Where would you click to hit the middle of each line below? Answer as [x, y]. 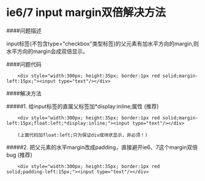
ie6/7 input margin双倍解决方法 [86, 13]
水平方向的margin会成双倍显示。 [47, 51]
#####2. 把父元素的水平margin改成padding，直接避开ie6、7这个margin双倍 [102, 147]
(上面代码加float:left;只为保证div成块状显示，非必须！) [83, 135]
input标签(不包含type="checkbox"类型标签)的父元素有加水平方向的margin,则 [102, 43]
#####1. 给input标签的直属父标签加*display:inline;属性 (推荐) [83, 106]
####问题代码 [24, 64]
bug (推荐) [19, 155]
